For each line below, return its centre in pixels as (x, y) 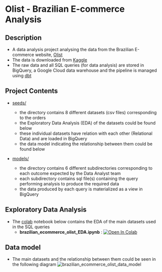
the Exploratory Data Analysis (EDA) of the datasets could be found (87, 123)
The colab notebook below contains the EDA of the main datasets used (84, 221)
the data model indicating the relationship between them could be (86, 144)
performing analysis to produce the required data (69, 183)
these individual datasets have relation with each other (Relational (86, 133)
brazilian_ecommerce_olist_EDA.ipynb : (61, 232)
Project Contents (31, 91)
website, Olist (49, 55)
